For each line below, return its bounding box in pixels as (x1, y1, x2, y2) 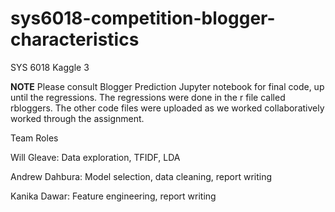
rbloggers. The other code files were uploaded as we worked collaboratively (10, 102, 325, 114)
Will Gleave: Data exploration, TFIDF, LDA (10, 151, 181, 163)
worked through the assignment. (10, 112, 145, 124)
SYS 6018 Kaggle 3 (10, 61, 90, 73)
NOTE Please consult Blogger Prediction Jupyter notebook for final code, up (10, 80, 325, 92)
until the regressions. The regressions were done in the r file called (10, 91, 286, 103)
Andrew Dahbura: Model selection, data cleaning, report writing (10, 170, 273, 182)
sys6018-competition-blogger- (10, 7, 276, 30)
